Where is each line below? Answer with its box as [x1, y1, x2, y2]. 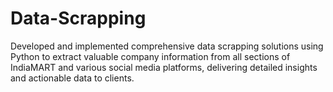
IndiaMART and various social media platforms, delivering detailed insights [10, 61, 318, 73]
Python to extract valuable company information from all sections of [10, 50, 291, 62]
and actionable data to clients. [10, 72, 135, 84]
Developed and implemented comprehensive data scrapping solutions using [10, 40, 324, 52]
